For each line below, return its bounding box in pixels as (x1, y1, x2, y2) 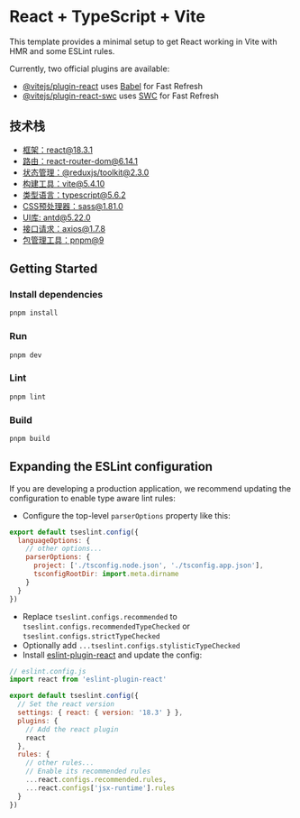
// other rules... (25, 758, 95, 767)
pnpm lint (9, 392, 47, 401)
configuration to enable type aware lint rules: (9, 492, 176, 503)
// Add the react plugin (25, 724, 119, 734)
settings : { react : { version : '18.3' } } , (17, 708, 183, 718)
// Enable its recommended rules (25, 767, 151, 777)
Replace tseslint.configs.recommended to (22, 611, 177, 621)
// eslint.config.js (9, 666, 87, 676)
